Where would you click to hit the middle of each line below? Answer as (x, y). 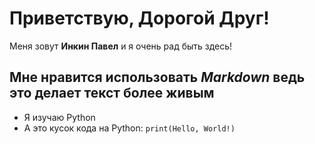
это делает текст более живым (112, 93)
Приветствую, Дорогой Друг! (139, 18)
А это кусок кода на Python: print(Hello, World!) (129, 128)
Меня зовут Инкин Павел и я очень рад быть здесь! (121, 46)
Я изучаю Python (59, 117)
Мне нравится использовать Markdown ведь (157, 77)
